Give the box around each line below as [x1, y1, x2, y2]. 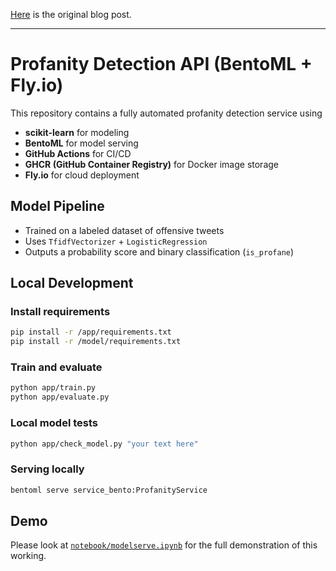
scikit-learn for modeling [24, 126, 130, 138]
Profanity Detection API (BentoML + [10, 53, 313, 76]
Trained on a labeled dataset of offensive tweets [24, 224, 225, 236]
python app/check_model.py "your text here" [10, 439, 199, 449]
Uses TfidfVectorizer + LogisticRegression [24, 235, 208, 247]
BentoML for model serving [24, 137, 139, 149]
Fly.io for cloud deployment [24, 169, 140, 181]
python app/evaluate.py [10, 392, 110, 403]
